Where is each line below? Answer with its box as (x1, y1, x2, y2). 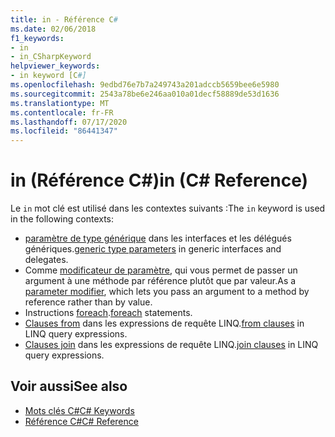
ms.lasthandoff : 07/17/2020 (10, 117, 128, 127)
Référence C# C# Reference (24, 415, 139, 427)
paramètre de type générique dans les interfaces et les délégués (24, 232, 292, 245)
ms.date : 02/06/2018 (10, 24, 97, 34)
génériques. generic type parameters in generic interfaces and (24, 243, 282, 255)
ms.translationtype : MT (10, 98, 110, 108)
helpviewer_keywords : (10, 61, 101, 71)
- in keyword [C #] (10, 71, 87, 81)
